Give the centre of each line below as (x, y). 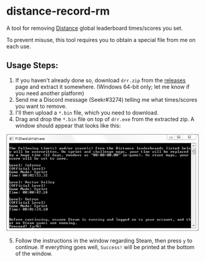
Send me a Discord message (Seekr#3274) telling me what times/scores (106, 99)
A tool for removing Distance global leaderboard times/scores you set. (95, 28)
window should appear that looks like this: (68, 126)
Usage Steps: (32, 65)
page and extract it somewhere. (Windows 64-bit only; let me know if (102, 87)
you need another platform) (49, 93)
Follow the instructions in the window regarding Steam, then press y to (104, 241)
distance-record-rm (58, 11)
